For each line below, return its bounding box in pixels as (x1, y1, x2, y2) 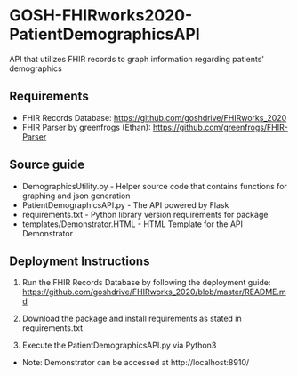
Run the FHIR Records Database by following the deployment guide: (21, 277, 271, 288)
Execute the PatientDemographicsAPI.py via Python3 (21, 340, 217, 351)
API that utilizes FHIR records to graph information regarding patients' (9, 53, 265, 64)
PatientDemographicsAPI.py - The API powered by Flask (21, 199, 229, 210)
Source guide (9, 157, 85, 172)
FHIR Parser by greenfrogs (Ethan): (21, 122, 151, 132)
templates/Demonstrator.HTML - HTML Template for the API (21, 219, 243, 229)
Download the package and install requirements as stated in (21, 313, 242, 324)
